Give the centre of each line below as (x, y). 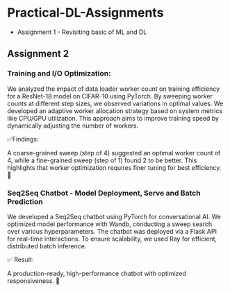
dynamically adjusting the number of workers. (73, 126)
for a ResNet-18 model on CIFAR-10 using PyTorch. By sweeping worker (110, 96)
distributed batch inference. (47, 246)
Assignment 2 (38, 54)
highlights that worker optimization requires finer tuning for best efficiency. (114, 167)
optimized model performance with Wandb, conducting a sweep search (110, 224)
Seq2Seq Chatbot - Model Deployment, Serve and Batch (104, 193)
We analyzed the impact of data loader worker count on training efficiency (114, 89)
